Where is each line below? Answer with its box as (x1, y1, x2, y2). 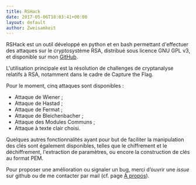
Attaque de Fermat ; (14, 106, 63, 113)
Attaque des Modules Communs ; (14, 118, 95, 126)
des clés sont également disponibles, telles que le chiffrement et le (6, 142, 167, 149)
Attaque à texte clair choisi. (14, 125, 81, 132)
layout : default (6, 19, 46, 25)
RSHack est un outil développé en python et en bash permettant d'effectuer (6, 41, 189, 48)
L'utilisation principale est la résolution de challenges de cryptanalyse (6, 65, 174, 72)
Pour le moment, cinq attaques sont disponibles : (6, 83, 124, 90)
